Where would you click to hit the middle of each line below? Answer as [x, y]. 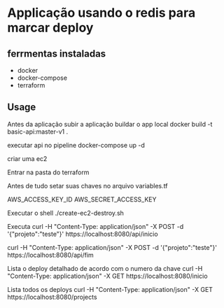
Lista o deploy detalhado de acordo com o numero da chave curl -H [105, 268]
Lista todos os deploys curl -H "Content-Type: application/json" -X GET [110, 289]
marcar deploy [50, 28]
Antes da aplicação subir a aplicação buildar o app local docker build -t [110, 124]
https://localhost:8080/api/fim [51, 255]
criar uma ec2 [27, 158]
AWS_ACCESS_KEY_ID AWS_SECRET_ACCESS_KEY [82, 199]
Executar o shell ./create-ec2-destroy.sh [66, 213]
